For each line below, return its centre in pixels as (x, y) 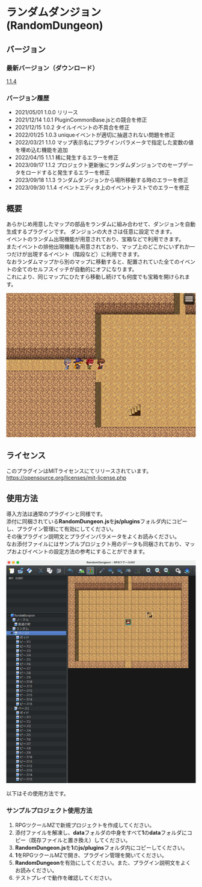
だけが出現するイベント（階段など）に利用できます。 (77, 254)
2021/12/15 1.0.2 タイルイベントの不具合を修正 (72, 128)
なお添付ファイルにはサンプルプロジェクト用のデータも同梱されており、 (96, 544)
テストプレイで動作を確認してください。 (65, 877)
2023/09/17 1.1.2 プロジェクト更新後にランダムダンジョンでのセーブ (99, 165)
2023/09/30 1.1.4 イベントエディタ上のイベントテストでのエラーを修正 (102, 188)
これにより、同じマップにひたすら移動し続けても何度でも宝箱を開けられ (96, 276)
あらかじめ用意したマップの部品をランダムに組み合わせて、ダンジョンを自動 (101, 224)
